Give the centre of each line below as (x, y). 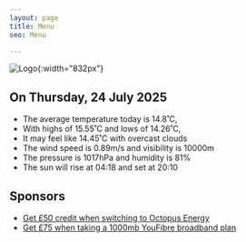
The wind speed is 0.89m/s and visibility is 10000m (118, 148)
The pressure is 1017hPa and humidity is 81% (107, 158)
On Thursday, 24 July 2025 (89, 97)
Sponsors (37, 196)
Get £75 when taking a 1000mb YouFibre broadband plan (129, 227)
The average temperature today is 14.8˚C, (100, 119)
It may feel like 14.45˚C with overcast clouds (105, 138)
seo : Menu (28, 35)
